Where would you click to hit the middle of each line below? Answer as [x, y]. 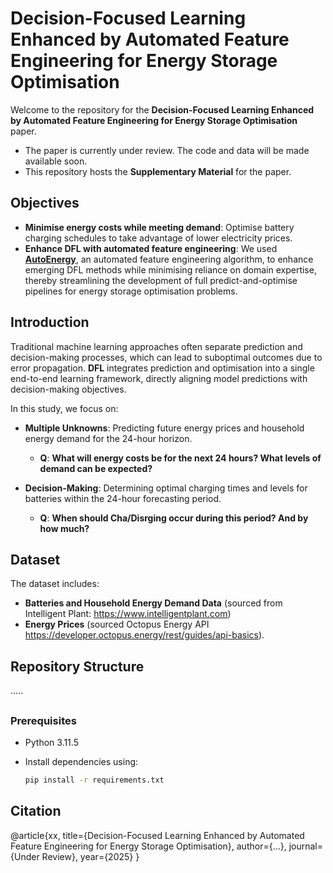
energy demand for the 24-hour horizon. [108, 438]
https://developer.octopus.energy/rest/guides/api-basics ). [144, 635]
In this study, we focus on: [64, 408]
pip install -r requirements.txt [94, 780]
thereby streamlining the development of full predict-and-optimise [161, 280]
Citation [36, 811]
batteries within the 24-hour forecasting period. [123, 498]
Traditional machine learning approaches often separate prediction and [156, 346]
